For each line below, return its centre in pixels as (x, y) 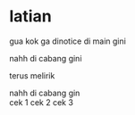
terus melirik (32, 75)
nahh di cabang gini (46, 58)
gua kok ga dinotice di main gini (68, 41)
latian (30, 16)
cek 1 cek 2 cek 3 (42, 102)
